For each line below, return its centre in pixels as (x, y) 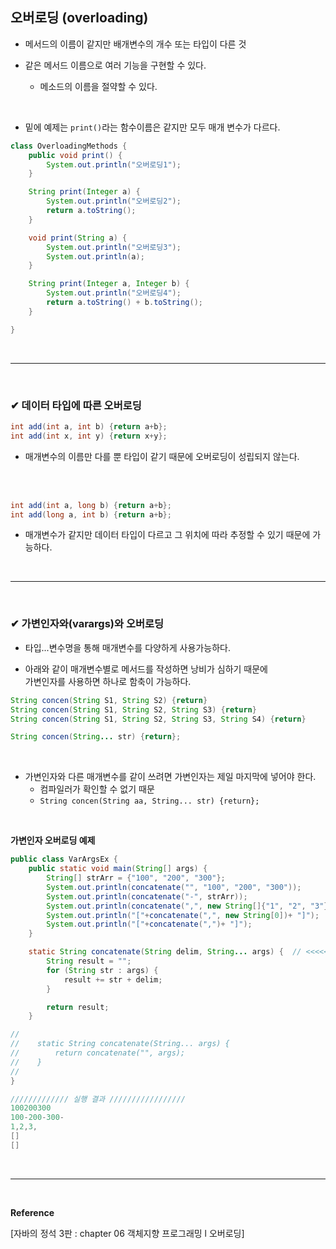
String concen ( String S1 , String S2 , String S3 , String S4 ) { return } (158, 719)
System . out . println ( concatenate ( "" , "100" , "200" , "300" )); (174, 887)
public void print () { (75, 155)
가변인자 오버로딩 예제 (53, 840)
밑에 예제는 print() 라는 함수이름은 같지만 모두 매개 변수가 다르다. (152, 127)
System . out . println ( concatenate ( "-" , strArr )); (147, 896)
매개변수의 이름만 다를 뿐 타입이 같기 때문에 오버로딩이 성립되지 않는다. (162, 456)
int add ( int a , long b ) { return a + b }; (91, 505)
